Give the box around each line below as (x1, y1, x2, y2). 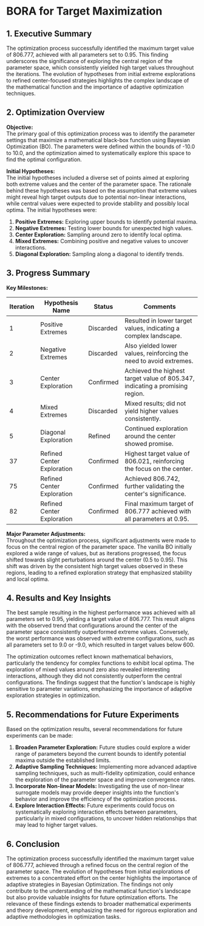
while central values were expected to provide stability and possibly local (6, 199, 189, 207)
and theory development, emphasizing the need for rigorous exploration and (6, 907, 197, 914)
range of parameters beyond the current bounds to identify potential (15, 750, 186, 758)
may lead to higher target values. (15, 821, 98, 829)
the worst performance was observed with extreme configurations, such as (6, 635, 195, 642)
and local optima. (6, 575, 50, 583)
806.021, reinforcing (124, 457, 185, 465)
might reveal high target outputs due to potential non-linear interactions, (6, 193, 187, 201)
